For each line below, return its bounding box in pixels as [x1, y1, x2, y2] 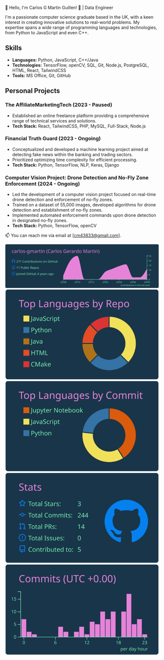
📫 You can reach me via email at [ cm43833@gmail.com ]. [5, 233, 122, 239]
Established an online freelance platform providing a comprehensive [12, 113, 150, 119]
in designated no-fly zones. [12, 218, 68, 223]
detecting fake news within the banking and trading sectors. [12, 151, 133, 157]
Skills [5, 44, 22, 52]
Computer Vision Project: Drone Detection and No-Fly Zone [5, 174, 149, 181]
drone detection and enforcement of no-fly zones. [12, 196, 113, 203]
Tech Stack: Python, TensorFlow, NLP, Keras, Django [12, 162, 120, 168]
